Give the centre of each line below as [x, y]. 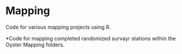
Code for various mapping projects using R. [58, 27]
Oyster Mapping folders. [35, 45]
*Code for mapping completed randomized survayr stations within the [91, 38]
